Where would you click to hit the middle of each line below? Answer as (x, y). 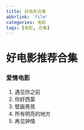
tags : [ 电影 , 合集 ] (28, 28)
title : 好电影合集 (26, 11)
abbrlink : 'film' (27, 17)
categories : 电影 (26, 22)
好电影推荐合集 (42, 58)
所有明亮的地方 (32, 114)
